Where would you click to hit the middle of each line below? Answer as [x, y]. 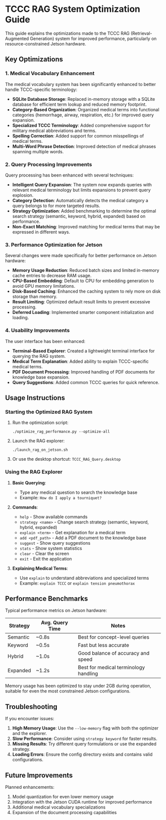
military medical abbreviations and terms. [54, 130]
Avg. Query [55, 623]
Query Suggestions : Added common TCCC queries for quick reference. [86, 382]
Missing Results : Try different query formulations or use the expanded [84, 744]
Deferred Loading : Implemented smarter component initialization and [83, 312]
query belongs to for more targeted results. [56, 206]
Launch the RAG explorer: [39, 441]
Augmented [17, 39]
